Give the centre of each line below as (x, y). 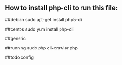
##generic (15, 38)
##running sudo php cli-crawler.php (41, 48)
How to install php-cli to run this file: (61, 8)
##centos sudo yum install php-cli (40, 29)
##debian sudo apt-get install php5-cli (44, 19)
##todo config (20, 57)
